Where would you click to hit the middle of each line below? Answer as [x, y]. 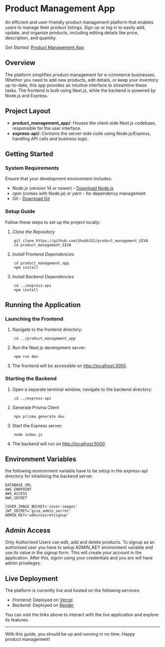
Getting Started [29, 154]
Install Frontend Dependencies [43, 254]
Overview [20, 63]
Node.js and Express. [27, 95]
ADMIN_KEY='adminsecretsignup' [37, 515]
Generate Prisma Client [36, 407]
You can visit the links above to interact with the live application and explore [82, 615]
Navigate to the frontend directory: [47, 329]
